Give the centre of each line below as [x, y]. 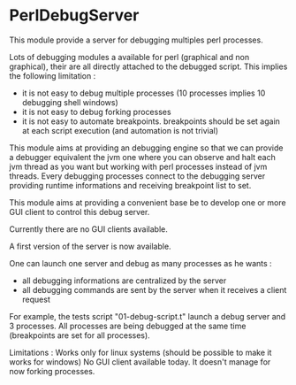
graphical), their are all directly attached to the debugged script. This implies [148, 66]
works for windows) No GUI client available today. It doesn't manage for [140, 362]
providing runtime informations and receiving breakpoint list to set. [130, 185]
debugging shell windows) [70, 102]
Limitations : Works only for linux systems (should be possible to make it [140, 352]
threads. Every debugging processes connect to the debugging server [137, 176]
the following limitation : [53, 75]
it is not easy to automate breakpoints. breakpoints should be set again [151, 121]
